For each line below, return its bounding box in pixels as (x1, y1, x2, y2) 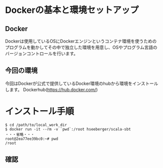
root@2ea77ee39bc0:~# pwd (5, 136, 58, 141)
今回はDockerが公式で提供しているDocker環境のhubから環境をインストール (5, 80, 159, 86)
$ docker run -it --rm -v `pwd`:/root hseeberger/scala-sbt (5, 126, 131, 131)
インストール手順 (5, 106, 74, 117)
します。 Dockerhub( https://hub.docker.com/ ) (5, 86, 98, 92)
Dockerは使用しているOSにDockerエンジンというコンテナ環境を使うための (5, 38, 157, 44)
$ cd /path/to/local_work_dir (5, 122, 67, 127)
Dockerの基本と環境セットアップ (5, 4, 139, 16)
